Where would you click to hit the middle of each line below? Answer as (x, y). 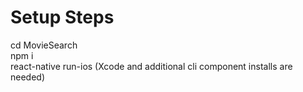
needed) (28, 77)
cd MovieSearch (44, 45)
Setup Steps (62, 17)
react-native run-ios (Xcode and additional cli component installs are (151, 66)
